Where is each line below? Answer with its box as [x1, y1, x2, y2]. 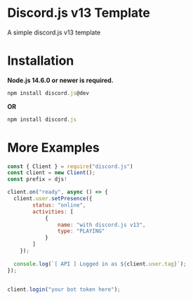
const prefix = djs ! [7, 176, 68, 183]
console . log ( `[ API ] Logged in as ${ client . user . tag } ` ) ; [13, 260, 187, 268]
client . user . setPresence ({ [13, 195, 93, 202]
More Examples [7, 139, 100, 155]
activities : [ [32, 208, 74, 215]
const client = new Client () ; [7, 169, 96, 176]
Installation [7, 53, 74, 69]
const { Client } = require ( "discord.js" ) [7, 163, 133, 170]
